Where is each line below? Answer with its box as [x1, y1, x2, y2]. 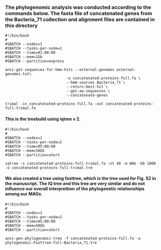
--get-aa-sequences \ [66, 89, 110, 94]
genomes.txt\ [5, 72, 32, 77]
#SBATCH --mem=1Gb [5, 55, 42, 59]
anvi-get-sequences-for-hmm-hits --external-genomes [5, 67, 115, 72]
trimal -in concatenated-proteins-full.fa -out [5, 101, 104, 106]
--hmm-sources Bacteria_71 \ [66, 80, 125, 85]
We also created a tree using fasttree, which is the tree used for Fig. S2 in [5, 175, 156, 181]
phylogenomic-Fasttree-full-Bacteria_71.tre [5, 240, 97, 245]
